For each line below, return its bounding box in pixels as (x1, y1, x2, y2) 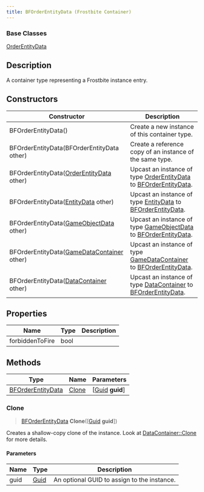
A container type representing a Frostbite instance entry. (6, 77, 148, 84)
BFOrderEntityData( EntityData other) (9, 197, 114, 206)
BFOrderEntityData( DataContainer (9, 276, 107, 285)
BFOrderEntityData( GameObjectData (9, 219, 114, 227)
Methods (6, 357, 41, 367)
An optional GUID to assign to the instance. (53, 475, 176, 483)
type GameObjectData (130, 222, 194, 231)
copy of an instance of (130, 147, 194, 155)
